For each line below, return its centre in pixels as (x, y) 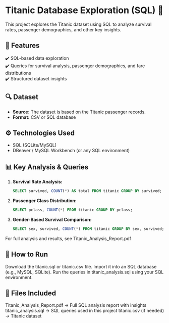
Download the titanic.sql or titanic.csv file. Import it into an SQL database (81, 266)
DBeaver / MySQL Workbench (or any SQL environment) (71, 151)
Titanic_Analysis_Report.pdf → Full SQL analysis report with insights (76, 305)
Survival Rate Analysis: (37, 182)
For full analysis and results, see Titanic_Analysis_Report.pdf (68, 238)
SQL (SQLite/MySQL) (35, 145)
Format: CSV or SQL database (44, 117)
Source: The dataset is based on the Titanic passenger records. (79, 112)
